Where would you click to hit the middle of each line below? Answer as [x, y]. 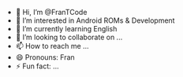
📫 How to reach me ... [52, 46]
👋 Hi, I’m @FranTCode [51, 12]
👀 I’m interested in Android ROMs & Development [95, 20]
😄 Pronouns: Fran [45, 57]
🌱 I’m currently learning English [66, 29]
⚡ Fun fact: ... [37, 66]
